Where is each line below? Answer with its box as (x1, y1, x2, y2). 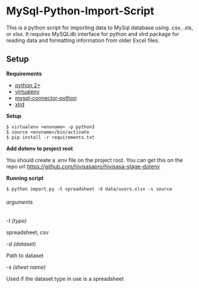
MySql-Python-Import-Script (6, 4, 154, 18)
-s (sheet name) (6, 263, 46, 271)
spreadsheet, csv (6, 229, 49, 236)
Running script (6, 174, 44, 181)
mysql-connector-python (14, 94, 77, 101)
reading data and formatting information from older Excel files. (6, 37, 160, 44)
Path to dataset (6, 251, 44, 259)
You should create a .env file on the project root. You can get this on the (6, 156, 183, 163)
